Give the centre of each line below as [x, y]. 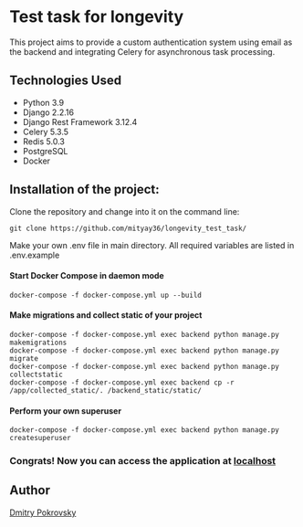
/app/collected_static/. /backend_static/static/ [106, 390]
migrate [24, 358]
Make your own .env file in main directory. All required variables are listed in [152, 245]
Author [30, 490]
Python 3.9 [43, 102]
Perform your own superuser [65, 411]
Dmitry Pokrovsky [43, 512]
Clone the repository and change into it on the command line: [125, 211]
